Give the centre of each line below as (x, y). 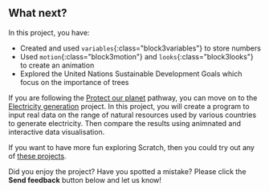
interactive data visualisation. (57, 132)
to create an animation (57, 65)
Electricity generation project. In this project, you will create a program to (129, 106)
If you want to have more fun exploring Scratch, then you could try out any (132, 147)
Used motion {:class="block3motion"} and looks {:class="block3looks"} (137, 56)
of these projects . (37, 156)
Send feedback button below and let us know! (85, 180)
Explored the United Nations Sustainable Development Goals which (131, 73)
